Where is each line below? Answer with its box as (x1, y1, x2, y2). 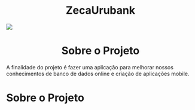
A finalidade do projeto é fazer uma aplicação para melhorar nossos (6, 63, 173, 71)
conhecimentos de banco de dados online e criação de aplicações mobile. (6, 70, 190, 77)
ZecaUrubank (65, 4, 136, 17)
